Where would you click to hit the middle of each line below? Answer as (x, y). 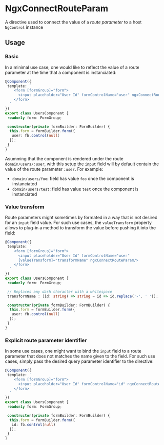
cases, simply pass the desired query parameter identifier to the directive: (79, 361)
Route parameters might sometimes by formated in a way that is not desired (81, 218)
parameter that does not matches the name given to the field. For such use (80, 356)
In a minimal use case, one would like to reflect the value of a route (72, 67)
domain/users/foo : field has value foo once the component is (73, 178)
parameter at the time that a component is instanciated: (61, 72)
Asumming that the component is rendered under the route (64, 158)
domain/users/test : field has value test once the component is (75, 189)
